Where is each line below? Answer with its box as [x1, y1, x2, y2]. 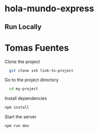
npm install [4, 105, 29, 110]
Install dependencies [4, 96, 48, 101]
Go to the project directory [4, 77, 59, 83]
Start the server [4, 114, 37, 120]
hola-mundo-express [4, 3, 95, 14]
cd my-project [9, 87, 38, 92]
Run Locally [4, 23, 42, 31]
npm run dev [4, 124, 29, 129]
